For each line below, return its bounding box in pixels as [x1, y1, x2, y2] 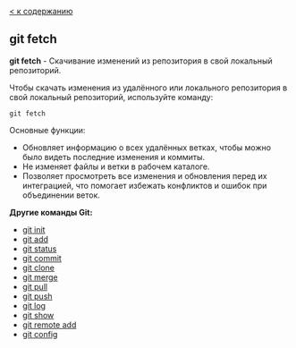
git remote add [21, 319, 77, 330]
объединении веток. [21, 190, 101, 200]
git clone [21, 262, 55, 273]
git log [21, 300, 47, 310]
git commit [21, 252, 63, 263]
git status [21, 243, 57, 254]
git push [21, 291, 53, 301]
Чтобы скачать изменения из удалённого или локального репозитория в [9, 82, 288, 93]
